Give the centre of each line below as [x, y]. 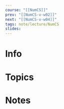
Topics [19, 77]
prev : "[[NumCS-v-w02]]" [31, 15]
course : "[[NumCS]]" [27, 10]
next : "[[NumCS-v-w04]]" [31, 19]
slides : [13, 29]
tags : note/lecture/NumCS [32, 24]
